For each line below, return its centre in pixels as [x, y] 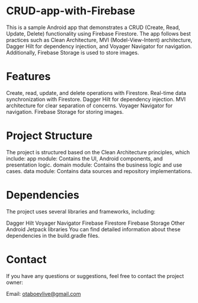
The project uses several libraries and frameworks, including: [81, 211]
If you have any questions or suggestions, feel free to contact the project [95, 276]
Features [28, 77]
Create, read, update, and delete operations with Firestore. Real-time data [96, 93]
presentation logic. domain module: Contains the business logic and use [94, 165]
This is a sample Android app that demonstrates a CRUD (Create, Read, [93, 27]
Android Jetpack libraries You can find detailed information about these [93, 229]
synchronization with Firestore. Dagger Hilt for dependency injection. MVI [96, 99]
